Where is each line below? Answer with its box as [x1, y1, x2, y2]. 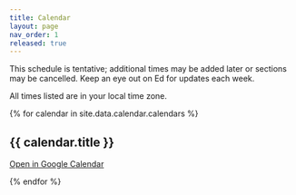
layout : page [9, 22, 59, 31]
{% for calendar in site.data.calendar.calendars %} [9, 108, 199, 119]
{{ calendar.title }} [9, 134, 115, 150]
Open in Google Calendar [9, 159, 104, 170]
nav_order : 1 [9, 30, 59, 39]
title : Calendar [9, 13, 71, 23]
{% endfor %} [9, 176, 62, 187]
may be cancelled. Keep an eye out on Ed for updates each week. [9, 73, 255, 84]
